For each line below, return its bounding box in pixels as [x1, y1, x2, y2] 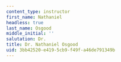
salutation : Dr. [6, 36, 46, 42]
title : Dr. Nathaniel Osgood [6, 42, 78, 48]
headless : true [6, 19, 44, 25]
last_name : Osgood [6, 25, 52, 31]
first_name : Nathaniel [6, 14, 62, 20]
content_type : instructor [6, 8, 70, 15]
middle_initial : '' [6, 31, 55, 37]
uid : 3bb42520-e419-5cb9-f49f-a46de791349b [6, 47, 116, 53]
